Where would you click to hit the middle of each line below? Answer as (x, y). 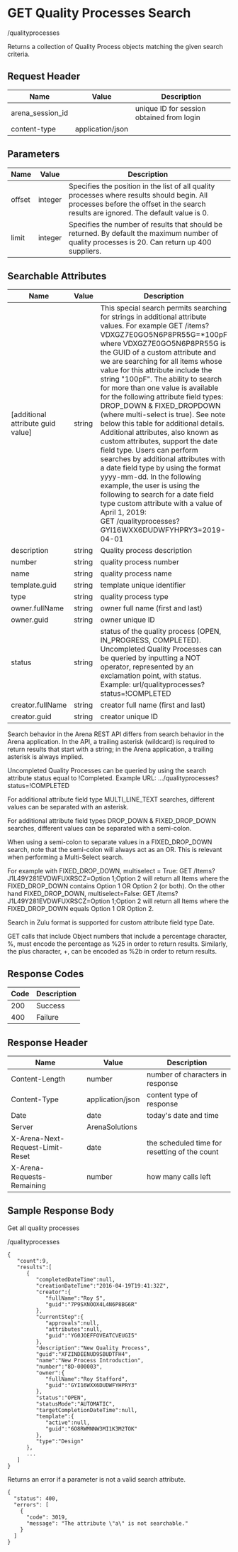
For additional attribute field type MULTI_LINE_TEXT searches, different (111, 799)
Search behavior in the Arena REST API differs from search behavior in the (116, 734)
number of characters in (187, 1074)
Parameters (34, 154)
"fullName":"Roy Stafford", (87, 1379)
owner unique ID (128, 620)
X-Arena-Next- (38, 1138)
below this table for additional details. (162, 424)
